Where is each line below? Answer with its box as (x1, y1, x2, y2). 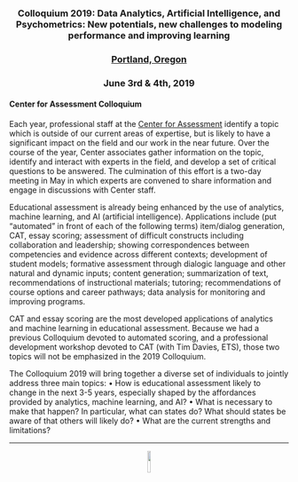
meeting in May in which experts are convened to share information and (9, 175, 272, 186)
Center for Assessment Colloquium (9, 99, 142, 109)
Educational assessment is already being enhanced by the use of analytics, (9, 201, 285, 212)
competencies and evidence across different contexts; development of (9, 249, 268, 259)
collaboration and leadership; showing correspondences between (9, 239, 250, 250)
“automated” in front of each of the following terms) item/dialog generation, (9, 220, 286, 231)
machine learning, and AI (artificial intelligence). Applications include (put (9, 211, 277, 222)
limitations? (9, 424, 51, 435)
